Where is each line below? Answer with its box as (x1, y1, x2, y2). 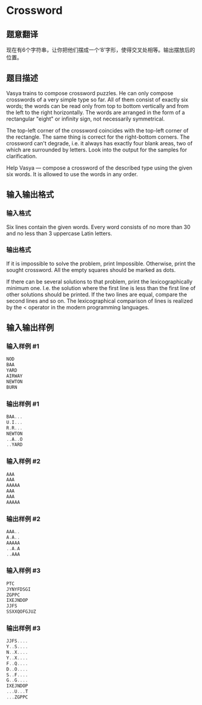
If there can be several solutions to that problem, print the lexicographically (6, 278, 193, 285)
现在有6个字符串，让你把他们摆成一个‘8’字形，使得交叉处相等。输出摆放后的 (6, 46, 195, 53)
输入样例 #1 (6, 342, 39, 350)
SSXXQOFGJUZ (6, 609, 36, 615)
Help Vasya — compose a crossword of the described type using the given (6, 164, 193, 171)
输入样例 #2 (6, 457, 41, 466)
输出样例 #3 (6, 624, 41, 632)
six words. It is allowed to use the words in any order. (6, 170, 138, 178)
